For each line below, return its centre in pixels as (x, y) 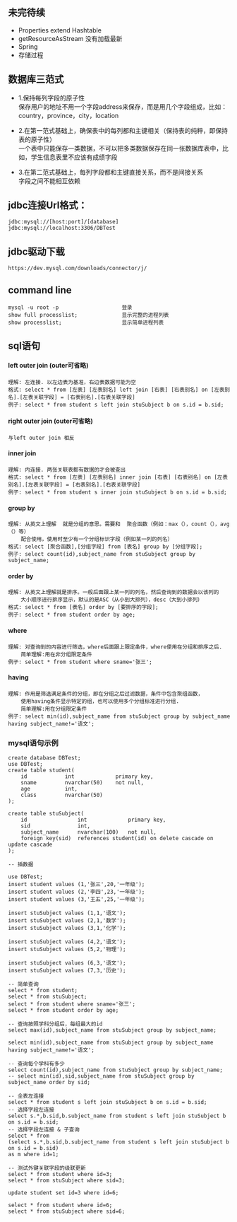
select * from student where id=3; (60, 1175)
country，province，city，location (68, 115)
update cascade (30, 845)
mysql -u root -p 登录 (70, 308)
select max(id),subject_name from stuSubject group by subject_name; (113, 1030)
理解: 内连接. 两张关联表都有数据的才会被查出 (67, 470)
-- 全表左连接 (26, 1096)
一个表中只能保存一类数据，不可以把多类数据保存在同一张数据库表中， (120, 148)
